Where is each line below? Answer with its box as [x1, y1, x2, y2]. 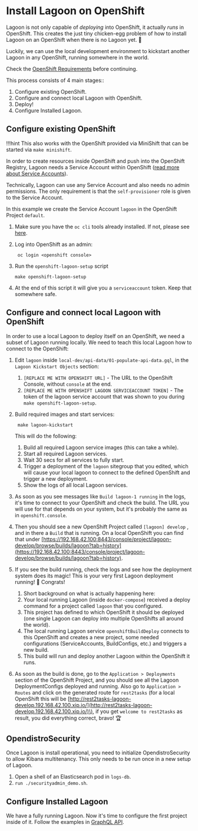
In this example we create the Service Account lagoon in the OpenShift [6, 205, 177, 212]
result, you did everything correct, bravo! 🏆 [14, 714, 122, 721]
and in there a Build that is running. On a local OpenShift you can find [14, 529, 184, 536]
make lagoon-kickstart [17, 422, 74, 428]
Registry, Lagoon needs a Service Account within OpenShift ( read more [6, 163, 180, 170]
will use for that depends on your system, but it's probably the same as [14, 505, 187, 513]
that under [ [14, 536, 44, 543]
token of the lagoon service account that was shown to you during [23, 393, 185, 400]
